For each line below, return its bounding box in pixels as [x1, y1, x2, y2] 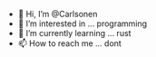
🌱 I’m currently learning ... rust [17, 28, 132, 38]
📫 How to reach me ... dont [17, 38, 122, 49]
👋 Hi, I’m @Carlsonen [17, 9, 98, 19]
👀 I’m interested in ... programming [17, 18, 148, 29]
